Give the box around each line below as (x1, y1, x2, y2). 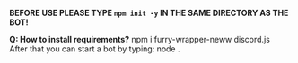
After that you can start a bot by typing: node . (9, 43, 181, 54)
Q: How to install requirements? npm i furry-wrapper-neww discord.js (9, 35, 271, 44)
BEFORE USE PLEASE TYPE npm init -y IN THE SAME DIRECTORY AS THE (9, 8, 289, 18)
